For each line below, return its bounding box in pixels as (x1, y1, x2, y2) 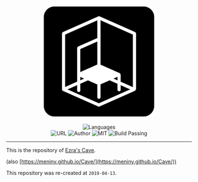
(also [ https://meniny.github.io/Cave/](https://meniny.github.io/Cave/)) (6, 158, 177, 165)
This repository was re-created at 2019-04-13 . (6, 170, 117, 176)
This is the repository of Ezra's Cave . (6, 147, 96, 153)
